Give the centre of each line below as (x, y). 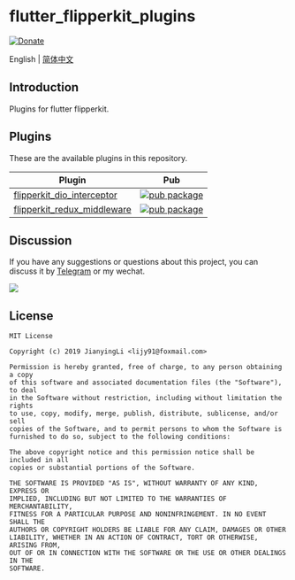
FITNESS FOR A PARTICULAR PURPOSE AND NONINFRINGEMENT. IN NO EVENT (138, 514)
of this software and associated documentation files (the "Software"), (146, 383)
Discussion (41, 240)
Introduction (44, 87)
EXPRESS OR (29, 491)
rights (21, 406)
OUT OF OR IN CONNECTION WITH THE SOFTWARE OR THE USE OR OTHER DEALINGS (148, 553)
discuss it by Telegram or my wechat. (77, 271)
